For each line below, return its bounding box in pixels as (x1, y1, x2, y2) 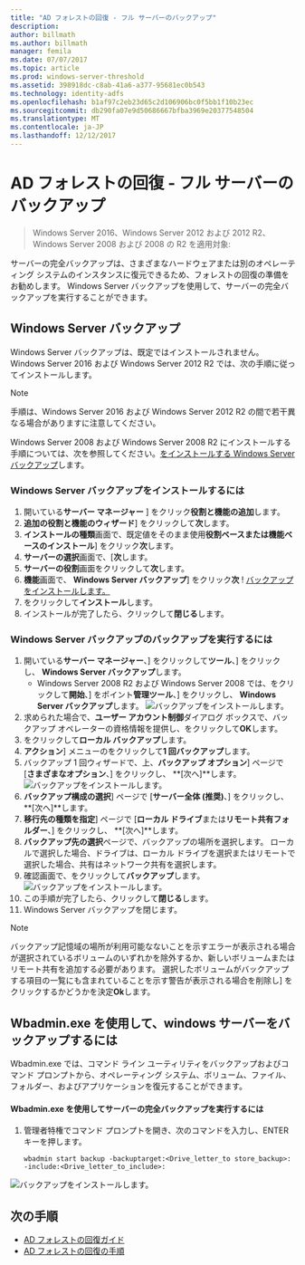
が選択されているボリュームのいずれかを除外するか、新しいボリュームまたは (10, 953, 295, 963)
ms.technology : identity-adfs (10, 89, 125, 98)
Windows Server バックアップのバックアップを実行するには (10, 633, 273, 646)
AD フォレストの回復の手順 (23, 1246, 125, 1257)
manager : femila (10, 47, 71, 56)
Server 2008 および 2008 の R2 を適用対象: (69, 238, 232, 249)
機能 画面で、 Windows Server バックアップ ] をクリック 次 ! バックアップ (23, 574, 294, 585)
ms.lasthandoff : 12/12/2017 (10, 131, 117, 140)
